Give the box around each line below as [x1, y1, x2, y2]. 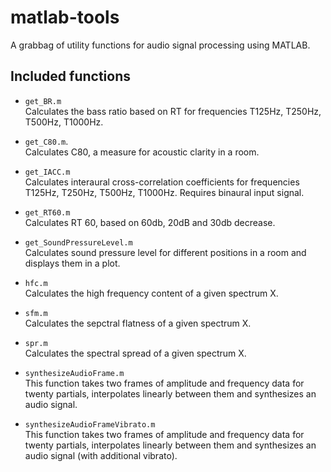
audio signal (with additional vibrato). [24, 449, 178, 461]
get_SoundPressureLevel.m [24, 237, 133, 248]
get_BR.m [24, 96, 62, 106]
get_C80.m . [24, 135, 69, 147]
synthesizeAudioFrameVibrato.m [24, 419, 156, 430]
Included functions [10, 68, 132, 85]
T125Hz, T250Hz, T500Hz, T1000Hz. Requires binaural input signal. [24, 186, 305, 198]
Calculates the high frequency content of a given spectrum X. [24, 287, 279, 299]
